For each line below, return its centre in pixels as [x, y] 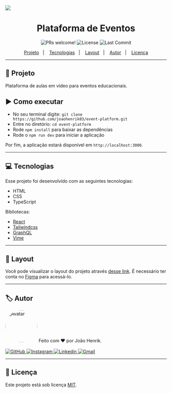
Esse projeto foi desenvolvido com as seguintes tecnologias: [69, 181]
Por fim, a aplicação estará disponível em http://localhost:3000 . [74, 145]
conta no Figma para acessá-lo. [39, 277]
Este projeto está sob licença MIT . [41, 385]
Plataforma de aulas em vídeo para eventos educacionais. [66, 85]
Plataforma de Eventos [86, 28]
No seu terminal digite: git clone [48, 114]
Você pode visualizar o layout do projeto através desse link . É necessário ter [86, 271]
